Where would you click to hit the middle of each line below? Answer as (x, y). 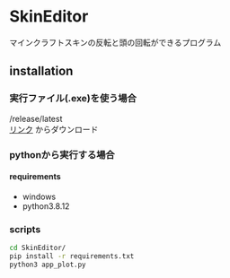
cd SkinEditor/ (38, 248)
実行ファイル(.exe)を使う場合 (73, 99)
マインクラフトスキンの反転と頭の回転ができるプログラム (115, 42)
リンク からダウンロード (54, 129)
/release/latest (36, 118)
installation (41, 71)
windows (39, 196)
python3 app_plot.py (48, 265)
